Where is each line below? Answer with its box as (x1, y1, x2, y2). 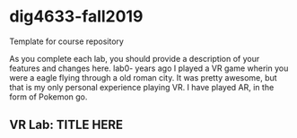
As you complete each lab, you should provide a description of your (9, 53, 260, 64)
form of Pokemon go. (9, 91, 88, 102)
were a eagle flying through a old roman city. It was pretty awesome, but (9, 72, 277, 82)
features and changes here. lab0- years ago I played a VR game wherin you (9, 63, 289, 73)
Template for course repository (9, 36, 124, 47)
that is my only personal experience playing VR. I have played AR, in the (9, 82, 275, 92)
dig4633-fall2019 (9, 6, 144, 27)
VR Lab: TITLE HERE (9, 117, 124, 133)
